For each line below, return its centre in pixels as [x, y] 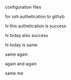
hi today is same [21, 45]
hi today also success [27, 35]
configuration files [23, 7]
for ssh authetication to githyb [35, 16]
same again [16, 54]
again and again [21, 64]
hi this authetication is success [36, 26]
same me [14, 73]
